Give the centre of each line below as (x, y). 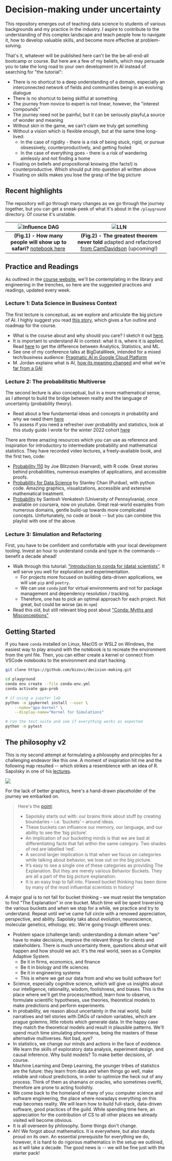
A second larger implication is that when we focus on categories (93, 854)
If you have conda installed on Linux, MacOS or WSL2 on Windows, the (80, 644)
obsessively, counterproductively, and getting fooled (76, 147)
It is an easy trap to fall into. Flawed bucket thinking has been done (96, 882)
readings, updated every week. (38, 290)
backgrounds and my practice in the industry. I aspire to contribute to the (82, 29)
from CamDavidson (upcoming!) (119, 248)
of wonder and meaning (38, 120)
